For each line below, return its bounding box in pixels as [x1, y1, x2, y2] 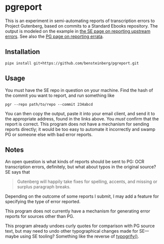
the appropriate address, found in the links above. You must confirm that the [5, 116, 159, 122]
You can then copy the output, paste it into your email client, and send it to [5, 110, 155, 117]
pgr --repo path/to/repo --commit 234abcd [5, 102, 93, 107]
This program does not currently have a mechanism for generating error [5, 208, 150, 214]
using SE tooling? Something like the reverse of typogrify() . [20, 233, 140, 240]
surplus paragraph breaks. [17, 184, 71, 190]
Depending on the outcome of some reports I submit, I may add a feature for [5, 193, 159, 199]
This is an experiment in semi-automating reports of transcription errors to [5, 18, 155, 24]
